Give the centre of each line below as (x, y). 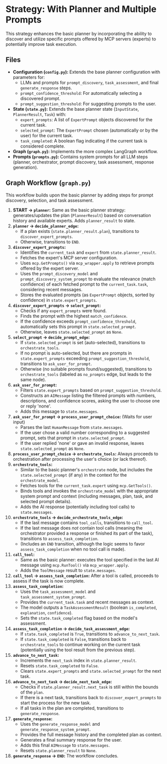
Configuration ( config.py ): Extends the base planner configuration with (86, 72)
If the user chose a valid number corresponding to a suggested (85, 432)
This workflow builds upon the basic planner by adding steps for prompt (80, 195)
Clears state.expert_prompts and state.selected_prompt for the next (90, 671)
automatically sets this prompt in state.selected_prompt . (78, 326)
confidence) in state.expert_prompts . (59, 300)
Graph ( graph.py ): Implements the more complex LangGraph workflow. (85, 151)
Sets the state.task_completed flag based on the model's (79, 618)
